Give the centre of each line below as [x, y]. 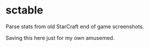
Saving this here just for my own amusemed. [60, 38]
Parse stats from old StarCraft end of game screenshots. [75, 26]
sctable [24, 10]
